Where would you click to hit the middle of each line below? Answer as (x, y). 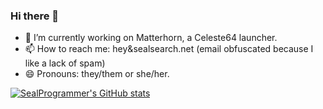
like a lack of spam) (65, 63)
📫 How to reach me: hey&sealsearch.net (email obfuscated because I (169, 49)
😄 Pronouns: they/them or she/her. (97, 74)
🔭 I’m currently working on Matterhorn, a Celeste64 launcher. (151, 38)
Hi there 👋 (35, 16)
